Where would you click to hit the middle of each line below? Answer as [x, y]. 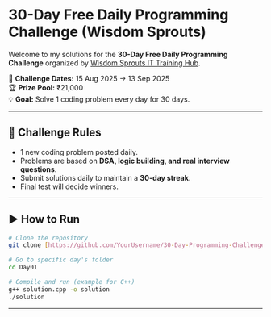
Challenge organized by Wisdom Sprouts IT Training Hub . [104, 63]
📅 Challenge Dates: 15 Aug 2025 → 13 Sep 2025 [89, 78]
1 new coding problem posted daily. [79, 152]
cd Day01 [23, 268]
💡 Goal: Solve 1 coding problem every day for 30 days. [99, 99]
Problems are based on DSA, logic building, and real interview [125, 161]
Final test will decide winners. [69, 186]
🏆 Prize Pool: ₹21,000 [46, 87]
